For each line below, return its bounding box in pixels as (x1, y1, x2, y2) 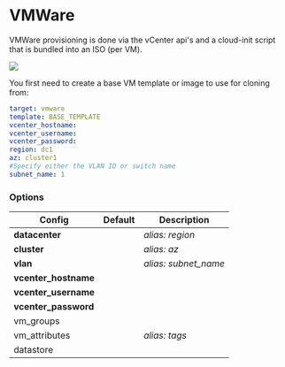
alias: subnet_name (142, 257, 226, 270)
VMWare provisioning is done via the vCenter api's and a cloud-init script (9, 34, 276, 45)
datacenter (13, 229, 62, 241)
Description (158, 214, 210, 226)
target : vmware (9, 103, 65, 113)
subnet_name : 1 (9, 170, 65, 179)
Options (9, 191, 44, 203)
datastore (13, 344, 54, 356)
